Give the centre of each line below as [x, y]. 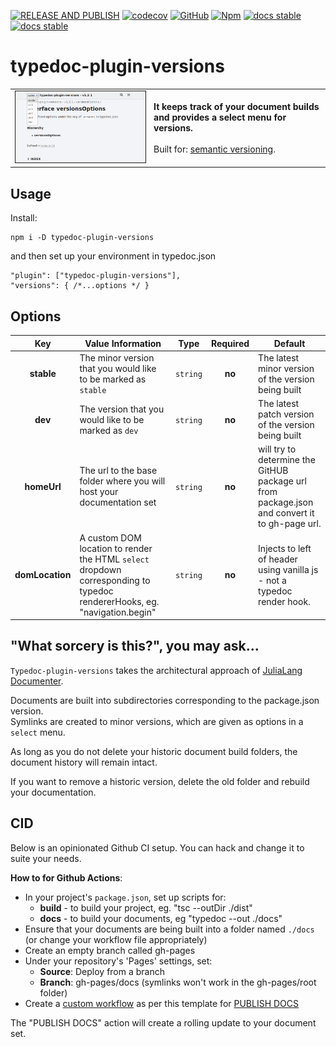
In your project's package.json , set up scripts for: [125, 897]
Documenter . [37, 681]
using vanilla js [288, 569]
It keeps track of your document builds [236, 106]
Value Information [123, 343]
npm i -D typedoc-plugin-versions [82, 238]
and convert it [286, 513]
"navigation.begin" [118, 612]
